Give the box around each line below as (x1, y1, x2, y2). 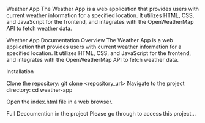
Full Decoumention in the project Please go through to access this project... (6, 110, 196, 117)
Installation (6, 68, 34, 75)
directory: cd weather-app (6, 86, 73, 94)
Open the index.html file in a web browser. (6, 98, 113, 105)
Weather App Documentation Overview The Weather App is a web (6, 37, 173, 43)
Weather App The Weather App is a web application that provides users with (6, 6, 199, 12)
